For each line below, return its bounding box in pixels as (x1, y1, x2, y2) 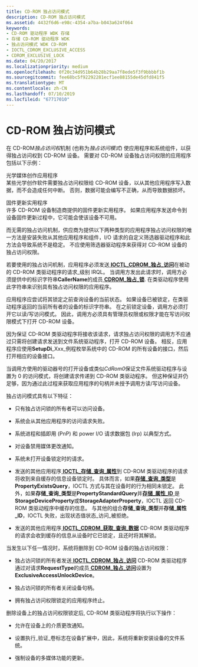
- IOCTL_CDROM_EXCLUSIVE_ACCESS (6, 47, 85, 53)
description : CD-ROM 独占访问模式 (6, 14, 85, 20)
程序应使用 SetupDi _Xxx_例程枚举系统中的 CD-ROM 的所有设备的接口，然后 (6, 345, 189, 352)
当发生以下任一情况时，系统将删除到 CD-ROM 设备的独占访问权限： (6, 544, 171, 551)
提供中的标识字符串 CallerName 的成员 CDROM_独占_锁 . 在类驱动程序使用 (11, 276, 189, 283)
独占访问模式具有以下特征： (6, 392, 74, 399)
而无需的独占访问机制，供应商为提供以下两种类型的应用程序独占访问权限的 (6, 226, 187, 233)
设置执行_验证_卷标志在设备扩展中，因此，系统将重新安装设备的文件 (14, 634, 180, 641)
